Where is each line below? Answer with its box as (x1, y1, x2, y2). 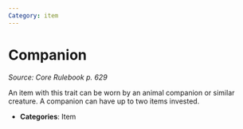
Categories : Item (19, 111, 76, 121)
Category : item (8, 11, 59, 20)
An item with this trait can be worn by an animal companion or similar (8, 88, 235, 97)
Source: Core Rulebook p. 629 (8, 72, 108, 82)
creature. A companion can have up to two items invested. (8, 96, 200, 106)
